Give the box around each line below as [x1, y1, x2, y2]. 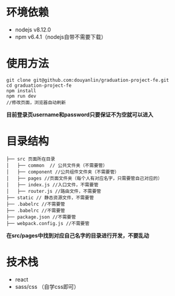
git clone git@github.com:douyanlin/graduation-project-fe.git [6, 77, 170, 83]
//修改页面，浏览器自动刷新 [6, 99, 67, 106]
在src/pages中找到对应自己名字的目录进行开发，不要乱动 [6, 232, 150, 239]
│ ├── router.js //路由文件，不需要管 [6, 188, 102, 194]
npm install [6, 87, 36, 94]
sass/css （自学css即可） [15, 283, 80, 290]
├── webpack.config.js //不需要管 [6, 220, 90, 226]
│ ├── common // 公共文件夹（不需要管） [6, 162, 108, 169]
